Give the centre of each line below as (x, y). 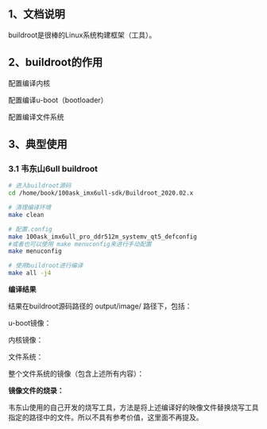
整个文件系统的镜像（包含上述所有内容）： (76, 374)
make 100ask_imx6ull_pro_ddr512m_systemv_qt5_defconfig (103, 237)
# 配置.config (31, 229)
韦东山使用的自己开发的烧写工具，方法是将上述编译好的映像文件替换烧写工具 (133, 408)
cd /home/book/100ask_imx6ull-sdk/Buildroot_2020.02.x (101, 193)
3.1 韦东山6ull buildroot (53, 168)
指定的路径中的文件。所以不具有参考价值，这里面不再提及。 (106, 417)
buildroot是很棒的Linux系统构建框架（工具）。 (82, 35)
